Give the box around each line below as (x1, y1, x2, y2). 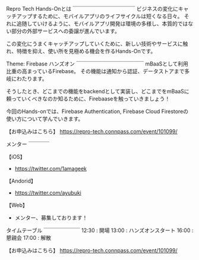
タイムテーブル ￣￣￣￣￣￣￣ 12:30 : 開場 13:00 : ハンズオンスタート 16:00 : (6, 227, 194, 234)
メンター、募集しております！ (14, 214, 88, 221)
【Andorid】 (6, 177, 37, 184)
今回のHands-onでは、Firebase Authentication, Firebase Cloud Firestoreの (6, 108, 189, 115)
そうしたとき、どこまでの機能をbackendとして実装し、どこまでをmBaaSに (6, 88, 189, 95)
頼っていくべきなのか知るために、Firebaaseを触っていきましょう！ (6, 95, 170, 102)
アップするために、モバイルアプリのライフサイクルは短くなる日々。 (16, 12, 183, 20)
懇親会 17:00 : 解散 (6, 234, 52, 241)
